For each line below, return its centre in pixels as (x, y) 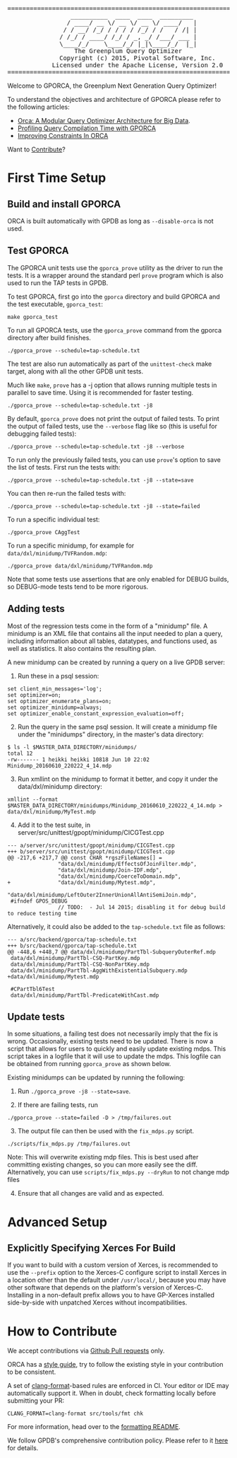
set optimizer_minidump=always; (55, 707)
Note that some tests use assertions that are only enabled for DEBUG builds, (118, 579)
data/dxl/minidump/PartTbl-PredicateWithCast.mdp (85, 995)
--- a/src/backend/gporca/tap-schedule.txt (72, 939)
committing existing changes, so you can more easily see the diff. (102, 1164)
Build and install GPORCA (64, 204)
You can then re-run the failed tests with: (67, 493)
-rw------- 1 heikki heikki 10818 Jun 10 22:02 (79, 759)
